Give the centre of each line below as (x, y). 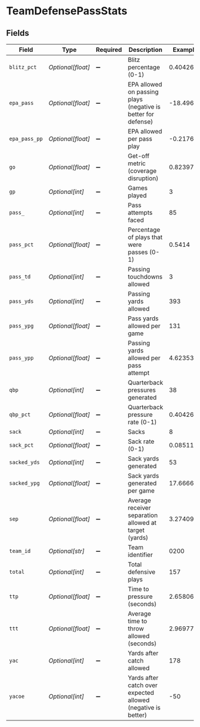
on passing (143, 92)
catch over (143, 685)
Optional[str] (67, 551)
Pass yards (143, 318)
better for (141, 114)
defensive (142, 572)
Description (145, 50)
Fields (18, 33)
